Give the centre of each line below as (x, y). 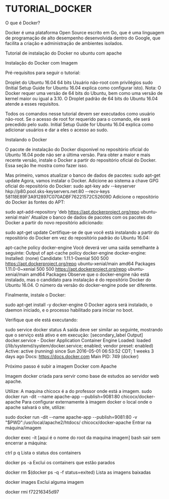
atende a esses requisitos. (33, 104)
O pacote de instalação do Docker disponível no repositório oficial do (77, 149)
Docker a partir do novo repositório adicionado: (54, 222)
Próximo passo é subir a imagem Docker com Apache (61, 366)
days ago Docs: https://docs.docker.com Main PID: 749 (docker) (72, 356)
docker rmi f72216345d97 (32, 492)
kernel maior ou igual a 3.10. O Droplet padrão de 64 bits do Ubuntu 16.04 (81, 98)
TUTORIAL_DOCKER (48, 9)
